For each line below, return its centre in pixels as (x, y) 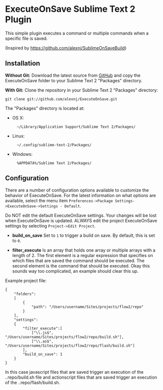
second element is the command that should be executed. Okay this (81, 266)
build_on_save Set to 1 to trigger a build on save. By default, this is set (83, 235)
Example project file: (26, 280)
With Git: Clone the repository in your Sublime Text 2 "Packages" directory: (81, 90)
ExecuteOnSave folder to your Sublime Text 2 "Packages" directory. (74, 80)
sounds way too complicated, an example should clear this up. (75, 271)
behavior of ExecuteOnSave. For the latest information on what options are (81, 195)
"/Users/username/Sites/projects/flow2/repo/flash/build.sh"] (70, 346)
